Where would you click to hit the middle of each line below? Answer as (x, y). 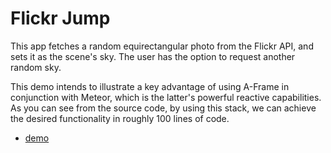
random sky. (36, 67)
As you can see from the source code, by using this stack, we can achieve (163, 108)
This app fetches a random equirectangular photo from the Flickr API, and (162, 46)
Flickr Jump (60, 18)
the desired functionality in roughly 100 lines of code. (120, 118)
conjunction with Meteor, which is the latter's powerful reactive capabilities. (166, 97)
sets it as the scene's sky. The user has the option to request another (153, 56)
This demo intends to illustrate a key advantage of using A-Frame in (150, 86)
